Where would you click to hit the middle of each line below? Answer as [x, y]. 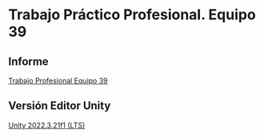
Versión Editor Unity [60, 106]
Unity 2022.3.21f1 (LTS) [47, 125]
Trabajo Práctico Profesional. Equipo [132, 15]
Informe [29, 61]
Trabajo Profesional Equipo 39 [58, 81]
